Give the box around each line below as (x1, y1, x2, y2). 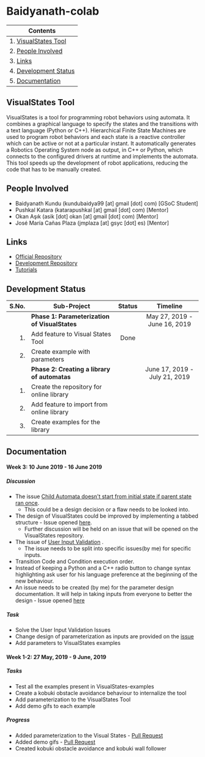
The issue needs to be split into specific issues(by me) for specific (24, 545, 192, 552)
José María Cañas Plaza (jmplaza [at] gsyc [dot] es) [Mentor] (15, 219, 170, 226)
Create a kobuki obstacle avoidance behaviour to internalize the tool (15, 689, 187, 696)
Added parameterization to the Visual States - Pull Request (15, 731, 164, 739)
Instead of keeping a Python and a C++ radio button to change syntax (15, 564, 191, 572)
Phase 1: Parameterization (31, 312, 110, 321)
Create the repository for (31, 382, 103, 391)
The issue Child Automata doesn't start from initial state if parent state (15, 493, 192, 500)
